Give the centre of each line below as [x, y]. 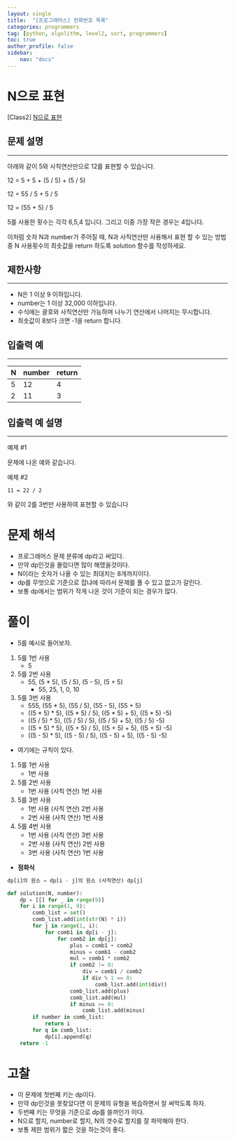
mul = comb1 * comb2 [100, 958]
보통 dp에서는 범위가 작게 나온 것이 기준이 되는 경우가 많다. [98, 591]
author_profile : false [40, 46]
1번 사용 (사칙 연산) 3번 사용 [66, 835]
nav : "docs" [37, 60]
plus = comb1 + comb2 [101, 945]
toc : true [22, 40]
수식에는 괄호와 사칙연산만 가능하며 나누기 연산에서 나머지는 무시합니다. [114, 312]
